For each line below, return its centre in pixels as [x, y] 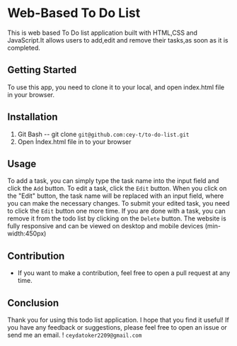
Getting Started [42, 70]
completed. [24, 48]
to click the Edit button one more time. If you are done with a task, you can [117, 211]
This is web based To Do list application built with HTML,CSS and [103, 33]
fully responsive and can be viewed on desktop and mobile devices [105, 226]
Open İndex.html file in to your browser [74, 141]
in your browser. [31, 94]
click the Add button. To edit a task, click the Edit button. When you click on [117, 189]
